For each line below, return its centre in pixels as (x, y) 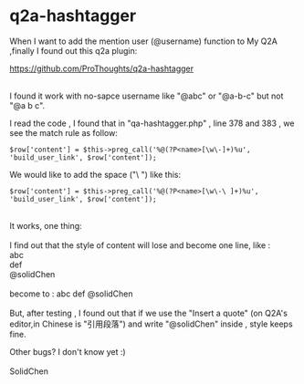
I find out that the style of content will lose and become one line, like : (140, 245)
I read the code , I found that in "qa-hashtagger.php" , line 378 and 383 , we (152, 123)
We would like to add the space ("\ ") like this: (95, 174)
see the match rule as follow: (64, 132)
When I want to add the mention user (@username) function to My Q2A (144, 41)
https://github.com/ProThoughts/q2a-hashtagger (102, 68)
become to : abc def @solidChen (72, 294)
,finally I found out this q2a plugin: (73, 50)
